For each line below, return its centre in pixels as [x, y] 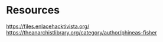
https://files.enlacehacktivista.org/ [48, 26]
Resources [33, 10]
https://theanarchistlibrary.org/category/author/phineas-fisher [82, 32]
